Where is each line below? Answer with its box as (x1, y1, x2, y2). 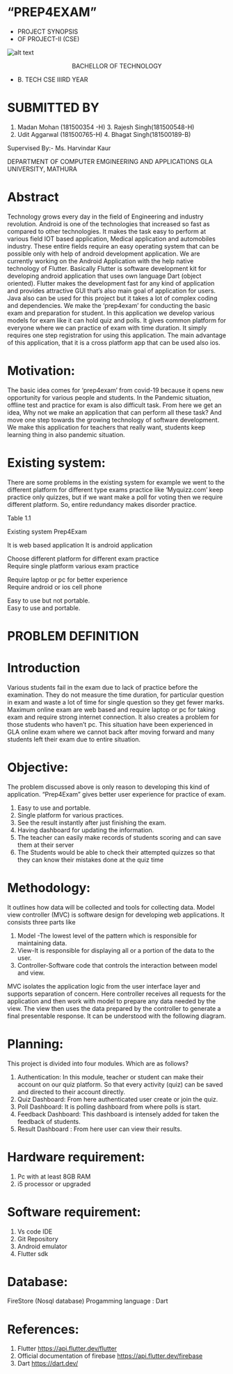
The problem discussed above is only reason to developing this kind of (7, 783, 210, 791)
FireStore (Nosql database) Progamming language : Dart (7, 1297, 168, 1306)
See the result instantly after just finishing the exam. (17, 818, 167, 827)
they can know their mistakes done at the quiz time (17, 855, 164, 864)
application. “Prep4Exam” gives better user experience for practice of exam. (7, 790, 226, 798)
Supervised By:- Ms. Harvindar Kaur (7, 144, 111, 152)
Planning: (7, 1036, 64, 1051)
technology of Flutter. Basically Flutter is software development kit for (7, 264, 207, 272)
